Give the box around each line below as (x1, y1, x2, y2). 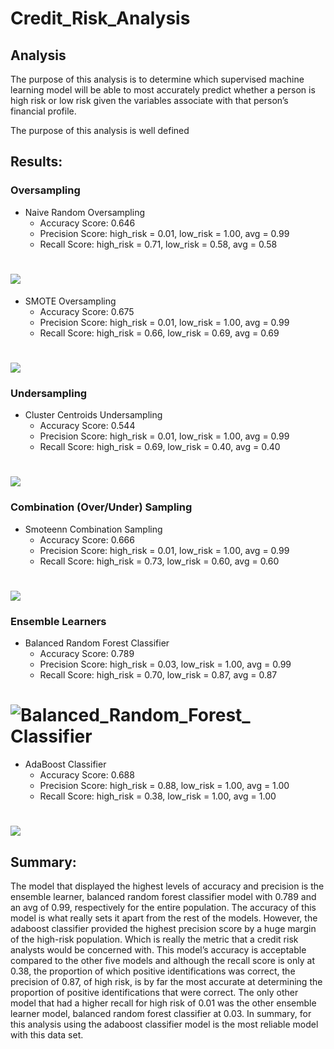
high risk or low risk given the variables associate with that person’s (10, 95, 289, 106)
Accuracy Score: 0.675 (39, 305, 135, 317)
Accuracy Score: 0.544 (39, 420, 136, 432)
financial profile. (10, 105, 77, 117)
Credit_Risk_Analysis (10, 7, 191, 30)
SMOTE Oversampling (24, 295, 117, 307)
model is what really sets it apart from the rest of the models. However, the (10, 912, 318, 924)
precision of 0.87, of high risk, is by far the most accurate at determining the (10, 976, 323, 988)
